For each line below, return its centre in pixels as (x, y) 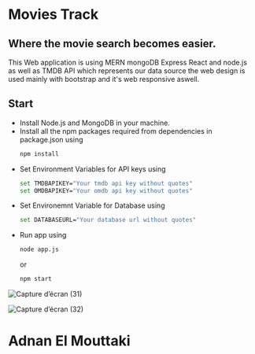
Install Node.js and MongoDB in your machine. (95, 123)
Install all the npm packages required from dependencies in (116, 131)
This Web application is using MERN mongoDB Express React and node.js (128, 62)
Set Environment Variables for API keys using (93, 169)
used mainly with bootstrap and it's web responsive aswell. (104, 79)
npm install (39, 154)
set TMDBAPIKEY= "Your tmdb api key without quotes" (106, 183)
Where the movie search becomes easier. (112, 44)
